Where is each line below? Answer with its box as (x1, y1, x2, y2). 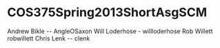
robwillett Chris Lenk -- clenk (7, 34, 90, 42)
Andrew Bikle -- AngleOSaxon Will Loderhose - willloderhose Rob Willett (7, 27, 213, 35)
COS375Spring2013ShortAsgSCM (7, 5, 208, 20)
